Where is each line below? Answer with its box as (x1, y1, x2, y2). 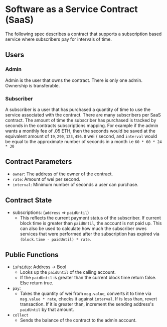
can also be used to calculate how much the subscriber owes (20, 225, 147, 232)
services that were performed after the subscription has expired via (20, 231, 159, 237)
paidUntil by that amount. (20, 306, 74, 312)
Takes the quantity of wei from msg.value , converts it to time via (20, 290, 151, 297)
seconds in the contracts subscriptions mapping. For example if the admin (5, 122, 159, 129)
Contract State (5, 196, 52, 204)
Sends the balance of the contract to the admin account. (20, 317, 137, 323)
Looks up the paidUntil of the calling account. (20, 269, 116, 275)
